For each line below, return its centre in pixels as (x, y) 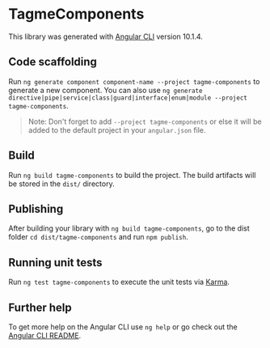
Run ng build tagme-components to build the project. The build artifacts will (132, 175)
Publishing (36, 208)
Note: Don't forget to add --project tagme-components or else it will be (145, 121)
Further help (40, 307)
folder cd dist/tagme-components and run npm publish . (98, 237)
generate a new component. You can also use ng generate (105, 90)
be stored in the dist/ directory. (61, 184)
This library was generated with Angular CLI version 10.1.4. (106, 36)
